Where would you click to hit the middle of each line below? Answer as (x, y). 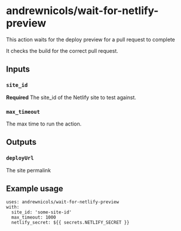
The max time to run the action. (44, 124)
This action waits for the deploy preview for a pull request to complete (90, 39)
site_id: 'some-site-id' (42, 212)
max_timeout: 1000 (34, 218)
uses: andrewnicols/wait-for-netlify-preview (62, 202)
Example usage (35, 188)
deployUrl (20, 158)
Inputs (18, 69)
